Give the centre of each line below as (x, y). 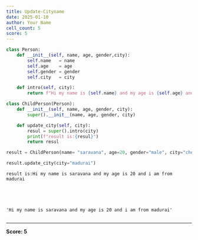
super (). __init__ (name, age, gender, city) (81, 115)
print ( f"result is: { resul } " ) (63, 136)
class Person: (24, 50)
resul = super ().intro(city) (63, 131)
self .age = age (50, 66)
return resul (43, 142)
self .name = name (51, 60)
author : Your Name (29, 22)
